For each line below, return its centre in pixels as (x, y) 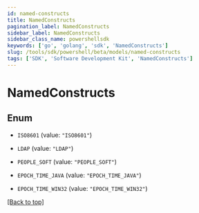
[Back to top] (26, 202)
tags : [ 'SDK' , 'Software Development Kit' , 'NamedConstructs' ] (100, 59)
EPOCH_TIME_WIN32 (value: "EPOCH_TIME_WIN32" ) (82, 188)
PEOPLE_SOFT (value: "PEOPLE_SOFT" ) (67, 161)
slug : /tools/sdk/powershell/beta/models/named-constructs (94, 53)
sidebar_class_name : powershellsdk (58, 39)
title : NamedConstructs (41, 20)
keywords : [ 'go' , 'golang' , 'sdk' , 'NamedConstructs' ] (88, 46)
